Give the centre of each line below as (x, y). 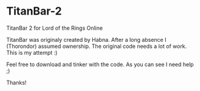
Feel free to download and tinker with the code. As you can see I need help (100, 64)
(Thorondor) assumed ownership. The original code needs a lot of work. (97, 46)
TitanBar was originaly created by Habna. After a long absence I (86, 39)
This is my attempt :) (32, 52)
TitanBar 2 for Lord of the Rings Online (55, 28)
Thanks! (16, 83)
